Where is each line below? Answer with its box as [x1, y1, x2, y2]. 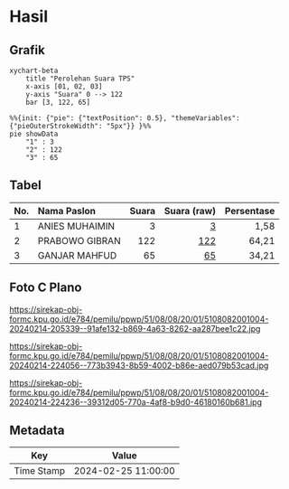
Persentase [224, 204, 275, 217]
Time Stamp [14, 465, 66, 477]
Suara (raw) [163, 204, 217, 217]
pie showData [9, 129, 59, 138]
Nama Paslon [37, 204, 97, 217]
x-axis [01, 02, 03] [25, 82, 103, 91]
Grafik [9, 42, 45, 58]
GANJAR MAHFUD [37, 249, 117, 261]
